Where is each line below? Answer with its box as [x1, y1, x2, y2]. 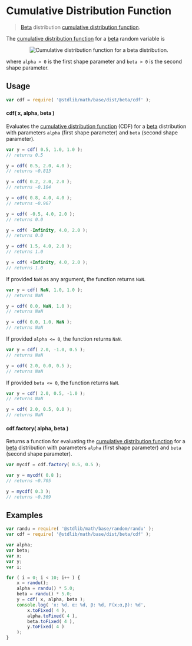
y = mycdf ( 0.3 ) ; [6, 488, 51, 495]
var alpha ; [6, 542, 33, 548]
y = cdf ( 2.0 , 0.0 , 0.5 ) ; [6, 362, 72, 369]
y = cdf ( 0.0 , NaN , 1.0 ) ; [6, 303, 72, 309]
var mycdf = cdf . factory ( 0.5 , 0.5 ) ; [6, 462, 101, 468]
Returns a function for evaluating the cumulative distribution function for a [6, 438, 186, 445]
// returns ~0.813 [6, 168, 51, 174]
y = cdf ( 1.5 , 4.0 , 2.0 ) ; [6, 243, 72, 249]
